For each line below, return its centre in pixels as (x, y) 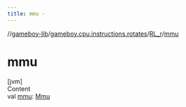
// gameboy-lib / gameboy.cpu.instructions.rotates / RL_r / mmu (93, 34)
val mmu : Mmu (29, 96)
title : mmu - (26, 14)
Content (19, 89)
